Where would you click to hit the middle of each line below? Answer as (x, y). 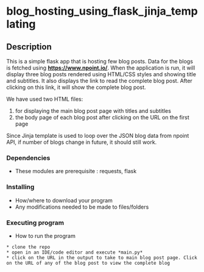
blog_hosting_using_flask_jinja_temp (102, 11)
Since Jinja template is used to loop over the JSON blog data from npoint (98, 136)
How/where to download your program (64, 200)
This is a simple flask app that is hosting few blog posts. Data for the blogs (100, 61)
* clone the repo (28, 247)
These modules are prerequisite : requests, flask (76, 171)
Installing (20, 187)
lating (21, 24)
